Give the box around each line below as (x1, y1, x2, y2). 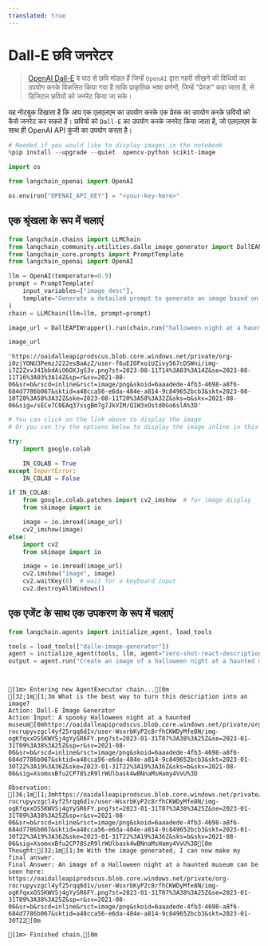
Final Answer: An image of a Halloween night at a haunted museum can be (8, 861, 259, 869)
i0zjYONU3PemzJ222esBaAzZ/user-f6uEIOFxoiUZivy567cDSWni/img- (8, 359, 219, 368)
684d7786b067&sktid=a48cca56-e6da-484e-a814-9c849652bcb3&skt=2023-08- (8, 387, 251, 396)
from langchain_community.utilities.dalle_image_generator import (8, 243, 234, 251)
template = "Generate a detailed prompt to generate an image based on (22, 294, 259, 303)
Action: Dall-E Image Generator (8, 707, 116, 715)
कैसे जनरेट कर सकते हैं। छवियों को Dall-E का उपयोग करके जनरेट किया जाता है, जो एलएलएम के (8, 116, 258, 126)
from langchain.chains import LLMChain (8, 235, 141, 243)
